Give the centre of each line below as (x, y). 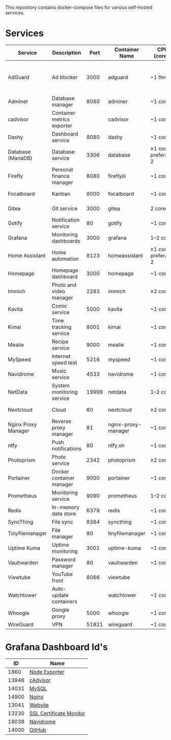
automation (65, 258)
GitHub (38, 730)
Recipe (60, 341)
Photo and (64, 285)
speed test (64, 362)
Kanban (61, 194)
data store (64, 513)
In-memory (66, 507)
